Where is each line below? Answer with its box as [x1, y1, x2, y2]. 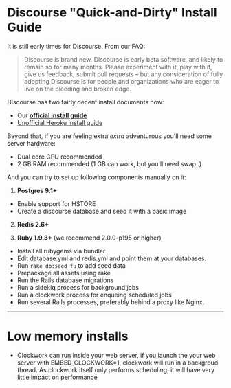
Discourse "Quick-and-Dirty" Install [7, 5, 218, 21]
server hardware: [7, 139, 56, 147]
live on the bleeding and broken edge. [23, 84, 132, 93]
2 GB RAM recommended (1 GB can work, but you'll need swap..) [16, 159, 202, 168]
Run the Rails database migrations [16, 276, 114, 284]
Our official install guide [16, 111, 87, 119]
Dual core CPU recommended [16, 152, 102, 161]
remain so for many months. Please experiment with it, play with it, [23, 62, 212, 71]
